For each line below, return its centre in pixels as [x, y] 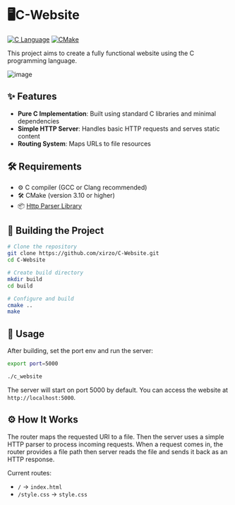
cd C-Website [26, 260]
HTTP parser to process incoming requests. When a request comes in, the [115, 444]
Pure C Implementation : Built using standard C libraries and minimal [117, 113]
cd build [20, 286]
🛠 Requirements [45, 167]
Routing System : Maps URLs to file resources [84, 143]
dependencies [38, 121]
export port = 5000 [33, 364]
